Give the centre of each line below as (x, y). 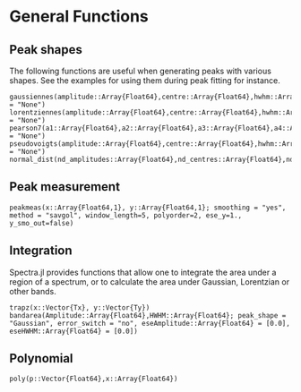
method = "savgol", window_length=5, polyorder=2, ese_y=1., (126, 215)
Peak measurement (65, 187)
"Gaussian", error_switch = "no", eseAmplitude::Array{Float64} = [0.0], (150, 323)
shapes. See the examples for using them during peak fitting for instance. (145, 81)
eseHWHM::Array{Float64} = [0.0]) (74, 331)
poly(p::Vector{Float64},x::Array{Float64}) (94, 379)
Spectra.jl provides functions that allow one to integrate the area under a (143, 272)
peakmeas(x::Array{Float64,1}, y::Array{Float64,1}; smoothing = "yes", (148, 208)
